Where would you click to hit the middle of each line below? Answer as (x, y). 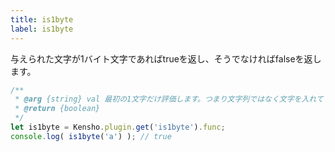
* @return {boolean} (57, 109)
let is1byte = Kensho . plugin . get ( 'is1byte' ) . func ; (118, 127)
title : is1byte (42, 19)
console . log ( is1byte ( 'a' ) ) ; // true (91, 136)
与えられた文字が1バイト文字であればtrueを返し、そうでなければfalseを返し (166, 58)
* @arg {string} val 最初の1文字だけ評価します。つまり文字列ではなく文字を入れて (169, 99)
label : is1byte (42, 29)
